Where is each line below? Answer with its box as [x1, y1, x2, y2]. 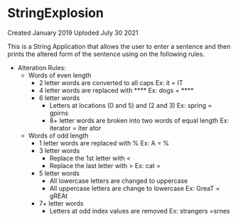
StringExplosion [7, 5, 104, 21]
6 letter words [38, 94, 80, 102]
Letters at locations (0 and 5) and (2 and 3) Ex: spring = [49, 101, 212, 109]
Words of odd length [28, 131, 89, 140]
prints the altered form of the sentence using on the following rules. [7, 50, 205, 58]
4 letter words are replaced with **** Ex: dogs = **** [38, 86, 194, 94]
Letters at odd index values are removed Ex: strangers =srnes [49, 206, 230, 215]
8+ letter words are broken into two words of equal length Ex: [49, 116, 229, 125]
